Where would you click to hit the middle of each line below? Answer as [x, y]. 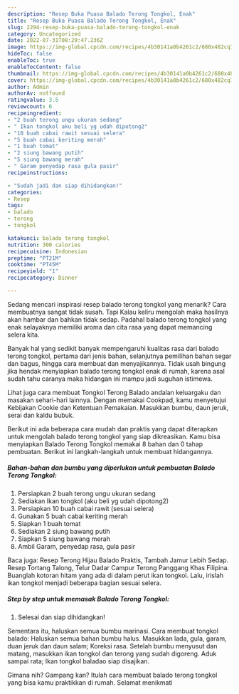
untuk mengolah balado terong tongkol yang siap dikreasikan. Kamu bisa [114, 436]
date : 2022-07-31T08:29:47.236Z [55, 41]
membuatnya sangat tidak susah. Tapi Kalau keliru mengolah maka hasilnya [118, 312]
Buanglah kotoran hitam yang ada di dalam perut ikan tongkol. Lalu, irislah [116, 575]
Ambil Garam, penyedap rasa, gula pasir [76, 546]
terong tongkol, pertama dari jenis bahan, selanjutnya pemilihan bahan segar [119, 356]
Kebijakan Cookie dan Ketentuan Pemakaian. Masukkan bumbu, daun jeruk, [118, 407]
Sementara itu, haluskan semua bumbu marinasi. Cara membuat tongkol [113, 631]
